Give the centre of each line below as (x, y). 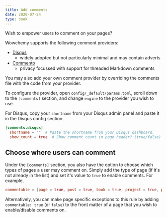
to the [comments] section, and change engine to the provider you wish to (80, 98)
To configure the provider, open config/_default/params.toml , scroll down (81, 93)
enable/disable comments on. (36, 210)
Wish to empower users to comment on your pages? (59, 33)
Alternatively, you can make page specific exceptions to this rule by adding (82, 199)
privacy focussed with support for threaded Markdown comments (87, 68)
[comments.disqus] (24, 128)
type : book (16, 19)
